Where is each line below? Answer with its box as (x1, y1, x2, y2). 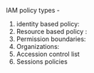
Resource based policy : (16, 28, 88, 35)
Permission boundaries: (16, 35, 86, 43)
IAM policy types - (6, 6, 61, 14)
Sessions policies (16, 57, 68, 66)
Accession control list (16, 50, 80, 58)
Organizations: (16, 43, 60, 50)
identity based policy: (16, 20, 80, 28)
